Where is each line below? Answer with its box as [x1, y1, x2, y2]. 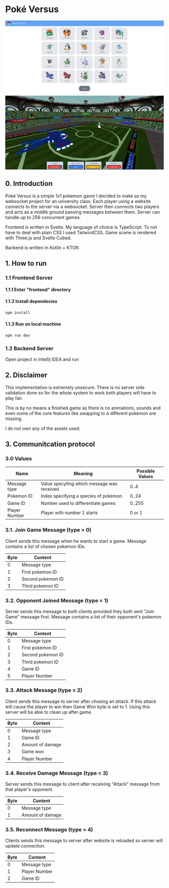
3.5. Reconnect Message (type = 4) [5, 826, 94, 833]
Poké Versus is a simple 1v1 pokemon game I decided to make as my [5, 193, 147, 199]
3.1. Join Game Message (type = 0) [5, 527, 92, 534]
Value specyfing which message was [41, 481, 118, 487]
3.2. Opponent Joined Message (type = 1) [5, 597, 109, 604]
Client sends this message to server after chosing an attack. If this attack [5, 698, 157, 704]
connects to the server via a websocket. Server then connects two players [5, 203, 159, 210]
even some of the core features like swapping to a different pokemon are [5, 410, 156, 416]
